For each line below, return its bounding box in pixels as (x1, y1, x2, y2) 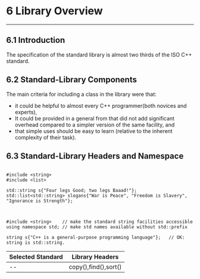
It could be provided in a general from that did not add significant (14, 114, 174, 122)
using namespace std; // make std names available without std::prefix (6, 224, 187, 230)
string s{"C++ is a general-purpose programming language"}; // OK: (6, 234, 185, 241)
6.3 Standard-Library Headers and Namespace (6, 151, 184, 161)
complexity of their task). (14, 134, 76, 141)
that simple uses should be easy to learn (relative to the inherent (14, 127, 173, 135)
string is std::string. (6, 240, 65, 246)
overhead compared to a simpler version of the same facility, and (14, 121, 175, 128)
